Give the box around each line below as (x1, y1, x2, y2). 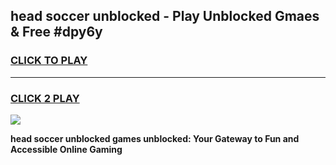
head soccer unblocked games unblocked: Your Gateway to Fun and (10, 132, 300, 144)
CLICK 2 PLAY (10, 91, 80, 105)
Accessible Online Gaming (10, 143, 123, 155)
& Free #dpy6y (10, 24, 103, 41)
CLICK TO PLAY (10, 54, 88, 68)
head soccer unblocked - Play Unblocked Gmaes (10, 8, 320, 25)
